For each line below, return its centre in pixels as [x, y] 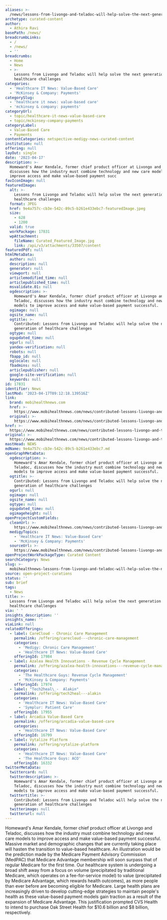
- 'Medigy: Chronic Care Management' [57, 647]
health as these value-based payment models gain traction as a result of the [83, 896]
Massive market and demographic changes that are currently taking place [81, 843]
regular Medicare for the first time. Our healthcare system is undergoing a [81, 865]
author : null [23, 259]
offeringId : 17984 [33, 657]
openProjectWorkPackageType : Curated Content [53, 555]
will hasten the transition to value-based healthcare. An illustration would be [83, 849]
